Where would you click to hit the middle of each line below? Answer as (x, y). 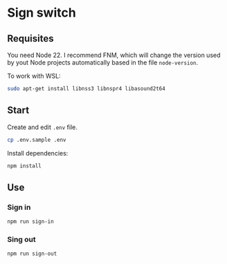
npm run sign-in (30, 222)
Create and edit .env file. (43, 127)
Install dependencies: (38, 153)
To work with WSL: (34, 76)
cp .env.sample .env (37, 140)
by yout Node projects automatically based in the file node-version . (103, 63)
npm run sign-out (32, 254)
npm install (24, 166)
